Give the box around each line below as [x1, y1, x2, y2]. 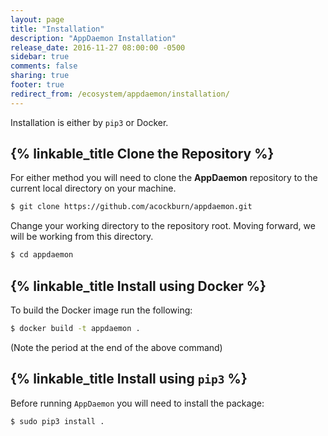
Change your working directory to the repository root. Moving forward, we [10, 220, 316, 232]
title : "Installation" [10, 24, 105, 34]
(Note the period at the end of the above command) [10, 341, 223, 353]
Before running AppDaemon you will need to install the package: [10, 397, 265, 409]
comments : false [10, 61, 78, 71]
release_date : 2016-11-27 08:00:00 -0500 [10, 42, 186, 53]
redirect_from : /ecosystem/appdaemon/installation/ [10, 89, 230, 99]
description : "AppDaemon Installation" [10, 33, 177, 43]
